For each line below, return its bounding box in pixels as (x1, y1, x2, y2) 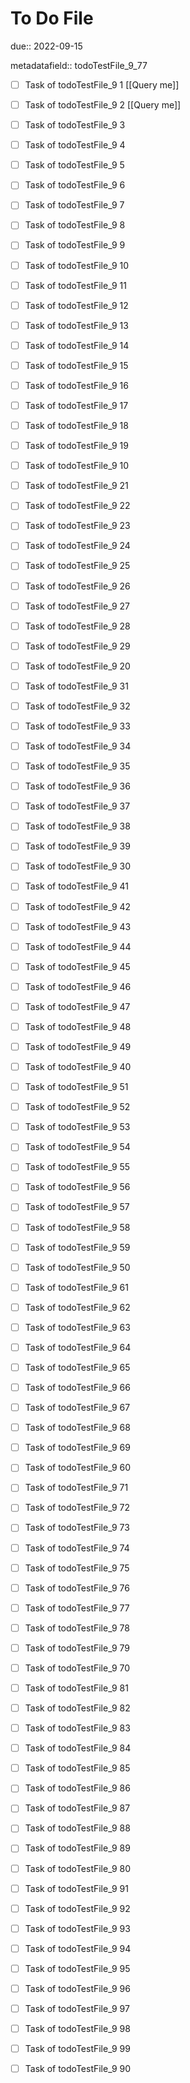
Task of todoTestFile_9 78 (24, 1622, 130, 1634)
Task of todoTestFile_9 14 (24, 339, 130, 351)
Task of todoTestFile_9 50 (24, 1261, 131, 1273)
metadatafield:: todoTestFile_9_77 (10, 59, 148, 71)
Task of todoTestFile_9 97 (24, 2002, 130, 2014)
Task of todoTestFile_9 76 (24, 1582, 130, 1594)
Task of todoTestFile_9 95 (24, 1962, 131, 1974)
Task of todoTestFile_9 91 (24, 1882, 129, 1894)
